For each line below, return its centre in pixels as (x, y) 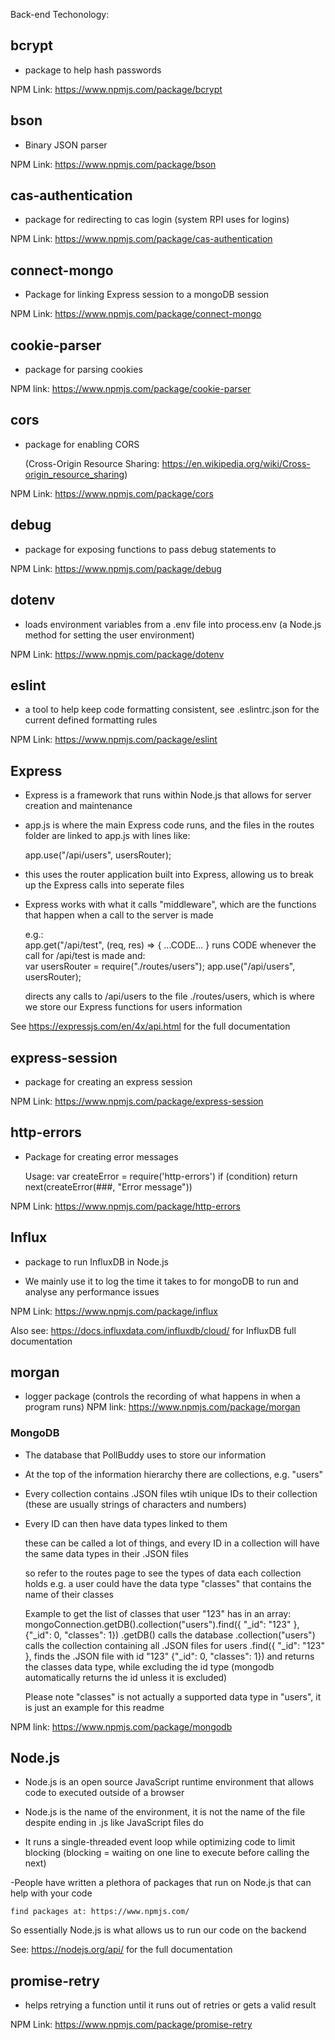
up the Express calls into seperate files (104, 885)
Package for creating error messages (101, 1156)
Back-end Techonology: (60, 14)
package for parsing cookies (83, 370)
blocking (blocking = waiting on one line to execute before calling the (167, 1853)
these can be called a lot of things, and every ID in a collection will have (172, 1543)
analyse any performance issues (92, 1291)
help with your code (51, 1893)
